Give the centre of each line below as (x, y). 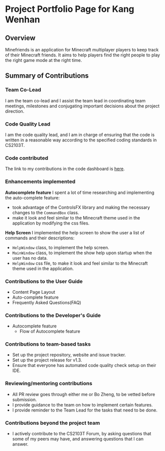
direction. (15, 111)
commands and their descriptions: (40, 238)
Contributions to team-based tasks (48, 344)
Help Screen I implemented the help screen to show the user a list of (75, 232)
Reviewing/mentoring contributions (49, 383)
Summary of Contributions (47, 76)
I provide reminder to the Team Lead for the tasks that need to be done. (85, 410)
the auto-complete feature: (33, 198)
